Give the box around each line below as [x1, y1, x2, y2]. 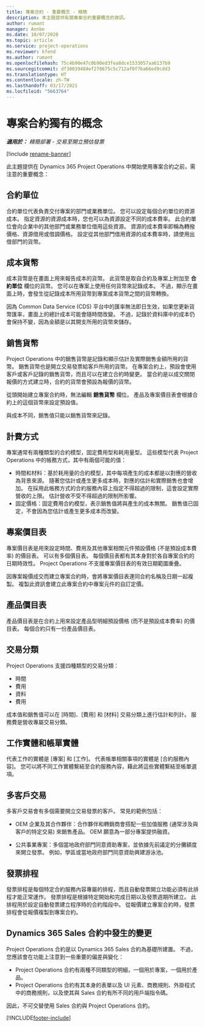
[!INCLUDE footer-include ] [6, 1014, 71, 1022]
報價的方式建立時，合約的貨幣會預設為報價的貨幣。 [6, 378, 135, 385]
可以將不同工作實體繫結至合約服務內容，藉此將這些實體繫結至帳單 [26, 763, 192, 770]
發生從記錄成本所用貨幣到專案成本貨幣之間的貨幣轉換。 [32, 290, 172, 297]
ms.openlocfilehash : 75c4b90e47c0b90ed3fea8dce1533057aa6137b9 [6, 60, 171, 66]
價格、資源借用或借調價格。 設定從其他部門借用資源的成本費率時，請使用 [6, 230, 190, 238]
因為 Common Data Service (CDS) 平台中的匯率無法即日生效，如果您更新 [6, 303, 190, 310]
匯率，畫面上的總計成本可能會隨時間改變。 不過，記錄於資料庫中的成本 [11, 311, 190, 318]
